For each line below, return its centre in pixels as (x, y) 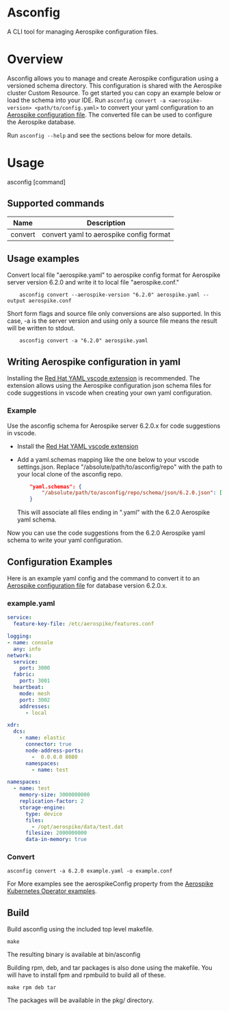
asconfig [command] (37, 182)
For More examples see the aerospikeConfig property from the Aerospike (110, 884)
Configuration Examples (60, 562)
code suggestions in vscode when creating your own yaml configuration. (110, 393)
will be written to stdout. (41, 328)
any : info (27, 649)
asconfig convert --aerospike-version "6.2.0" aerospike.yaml (110, 295)
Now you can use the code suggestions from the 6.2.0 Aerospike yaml (106, 533)
